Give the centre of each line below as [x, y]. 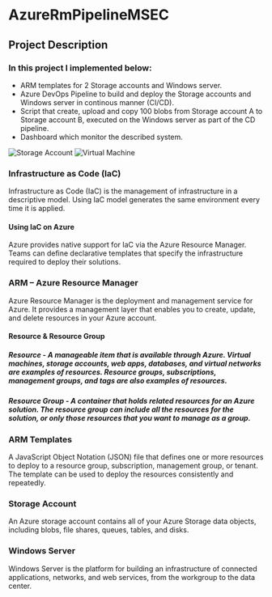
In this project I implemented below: [80, 68]
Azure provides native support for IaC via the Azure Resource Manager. [127, 245]
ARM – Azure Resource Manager [74, 283]
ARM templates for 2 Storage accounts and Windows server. [121, 85]
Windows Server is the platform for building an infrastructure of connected [133, 569]
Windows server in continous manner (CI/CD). [97, 102]
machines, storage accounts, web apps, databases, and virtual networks [135, 363]
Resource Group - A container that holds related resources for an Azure [132, 401]
